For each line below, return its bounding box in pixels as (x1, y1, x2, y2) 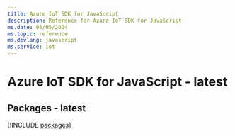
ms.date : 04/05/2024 (7, 23, 69, 30)
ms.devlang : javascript (7, 37, 78, 44)
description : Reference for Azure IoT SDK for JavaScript (7, 17, 182, 24)
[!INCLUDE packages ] (7, 121, 71, 129)
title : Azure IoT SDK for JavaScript (7, 10, 119, 18)
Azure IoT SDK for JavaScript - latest (7, 74, 228, 90)
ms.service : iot (7, 43, 55, 50)
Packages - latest (7, 102, 86, 114)
